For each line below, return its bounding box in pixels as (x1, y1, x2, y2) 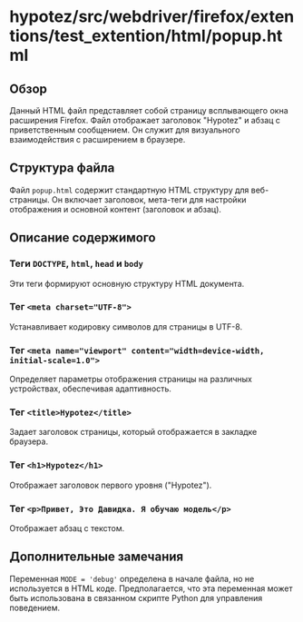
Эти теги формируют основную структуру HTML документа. (9, 278, 245, 289)
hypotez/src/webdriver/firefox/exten (9, 6, 295, 27)
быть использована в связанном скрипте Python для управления (9, 592, 263, 603)
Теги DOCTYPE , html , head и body (9, 257, 143, 270)
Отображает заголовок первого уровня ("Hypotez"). (9, 479, 212, 490)
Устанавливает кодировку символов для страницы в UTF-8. (9, 321, 243, 332)
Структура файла (9, 161, 115, 176)
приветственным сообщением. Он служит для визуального (9, 124, 240, 135)
